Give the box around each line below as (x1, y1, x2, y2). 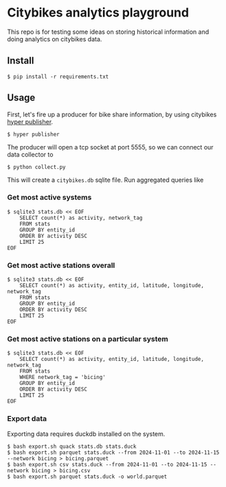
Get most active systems (7, 193, 92, 203)
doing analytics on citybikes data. (7, 34, 102, 43)
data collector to (7, 150, 54, 158)
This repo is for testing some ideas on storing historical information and (7, 28, 210, 36)
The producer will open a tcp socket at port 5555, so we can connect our (7, 143, 214, 151)
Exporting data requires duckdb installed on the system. (7, 429, 166, 438)
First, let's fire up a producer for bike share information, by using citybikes (7, 110, 217, 118)
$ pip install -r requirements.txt (7, 73, 109, 80)
